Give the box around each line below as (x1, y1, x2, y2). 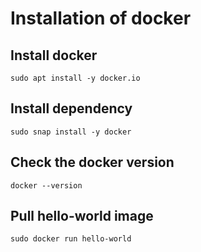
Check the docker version (10, 154, 175, 171)
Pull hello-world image (10, 208, 154, 225)
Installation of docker (10, 7, 192, 30)
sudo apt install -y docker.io (10, 73, 141, 83)
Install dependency (10, 100, 133, 117)
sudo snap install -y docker (10, 127, 132, 137)
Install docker (10, 47, 98, 64)
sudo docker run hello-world (10, 234, 132, 244)
